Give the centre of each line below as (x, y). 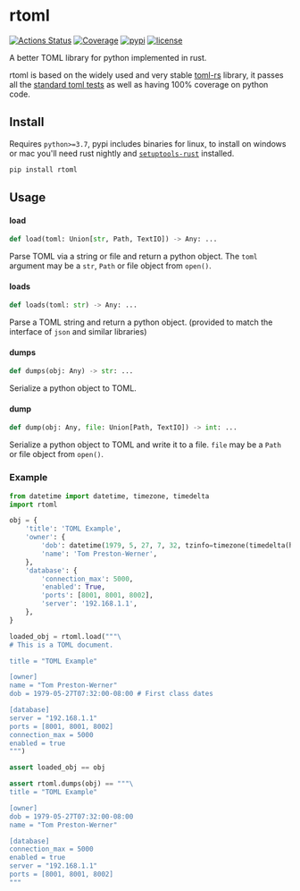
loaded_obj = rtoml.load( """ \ (66, 636)
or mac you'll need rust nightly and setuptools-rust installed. (122, 153)
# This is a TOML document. (62, 645)
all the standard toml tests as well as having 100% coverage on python (139, 84)
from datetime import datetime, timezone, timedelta (109, 496)
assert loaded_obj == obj (57, 768)
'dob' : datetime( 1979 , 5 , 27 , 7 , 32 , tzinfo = (128, 546)
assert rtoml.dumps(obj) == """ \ (71, 784)
